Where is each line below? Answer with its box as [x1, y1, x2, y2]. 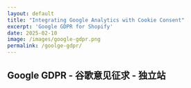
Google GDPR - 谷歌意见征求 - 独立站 [7, 70, 166, 82]
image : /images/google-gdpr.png [7, 36, 101, 43]
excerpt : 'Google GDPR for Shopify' [7, 23, 113, 30]
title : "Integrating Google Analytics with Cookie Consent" [7, 17, 185, 24]
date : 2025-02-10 [7, 29, 58, 37]
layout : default [7, 10, 54, 17]
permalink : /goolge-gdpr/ [7, 42, 82, 49]
